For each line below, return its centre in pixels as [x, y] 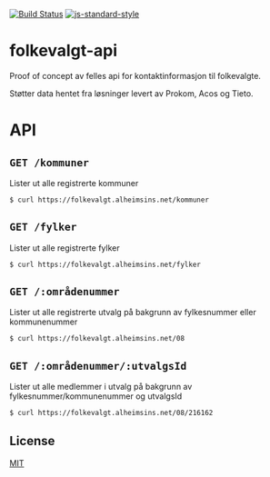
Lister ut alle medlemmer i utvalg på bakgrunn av [101, 387]
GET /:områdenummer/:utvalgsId [98, 366]
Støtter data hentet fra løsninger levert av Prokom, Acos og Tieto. [131, 93]
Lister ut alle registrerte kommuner [74, 183]
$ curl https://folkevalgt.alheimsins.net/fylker [105, 264]
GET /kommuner [49, 162]
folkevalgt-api [64, 51]
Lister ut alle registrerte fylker [65, 248]
